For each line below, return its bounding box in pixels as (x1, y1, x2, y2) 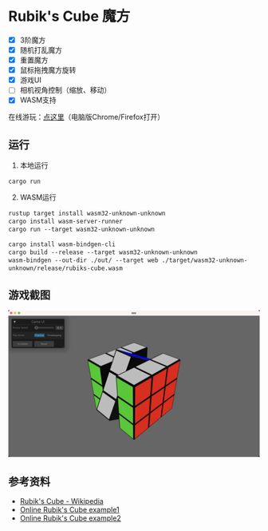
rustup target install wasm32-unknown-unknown (8, 209, 166, 218)
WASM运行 (19, 192, 57, 202)
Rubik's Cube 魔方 (8, 7, 130, 26)
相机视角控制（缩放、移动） (19, 85, 112, 95)
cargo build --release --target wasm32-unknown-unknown (8, 248, 198, 256)
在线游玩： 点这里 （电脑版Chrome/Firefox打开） (8, 113, 165, 122)
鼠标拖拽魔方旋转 (19, 65, 77, 75)
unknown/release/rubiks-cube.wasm (8, 264, 124, 272)
